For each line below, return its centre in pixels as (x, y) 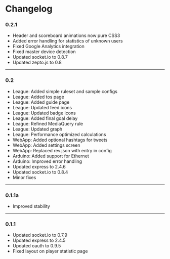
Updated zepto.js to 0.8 (37, 62)
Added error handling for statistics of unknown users (68, 41)
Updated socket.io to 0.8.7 (40, 57)
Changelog (29, 9)
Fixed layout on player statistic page (50, 251)
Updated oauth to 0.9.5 (37, 246)
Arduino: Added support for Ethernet (51, 156)
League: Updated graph (37, 129)
